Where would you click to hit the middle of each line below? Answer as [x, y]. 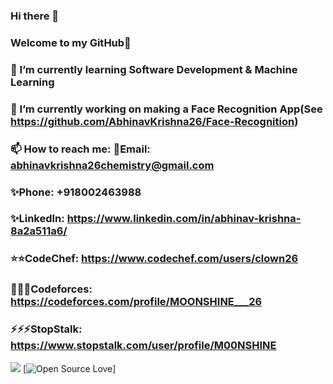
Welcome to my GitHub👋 [71, 42]
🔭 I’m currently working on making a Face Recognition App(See [166, 109]
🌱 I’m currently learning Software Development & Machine [154, 69]
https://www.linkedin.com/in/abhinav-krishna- [184, 219]
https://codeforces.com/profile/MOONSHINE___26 [136, 302]
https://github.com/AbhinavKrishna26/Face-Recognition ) [154, 121]
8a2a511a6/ [39, 231]
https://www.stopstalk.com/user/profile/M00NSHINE [143, 346]
